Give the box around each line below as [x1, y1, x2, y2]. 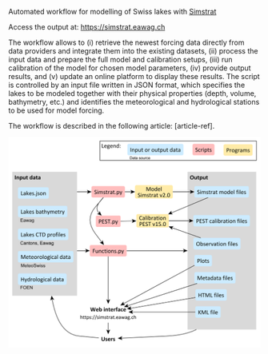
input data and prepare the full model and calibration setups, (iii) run [8, 55, 234, 64]
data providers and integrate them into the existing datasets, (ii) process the [8, 46, 258, 55]
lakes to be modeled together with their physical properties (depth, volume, [8, 89, 257, 98]
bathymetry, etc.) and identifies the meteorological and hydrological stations [8, 97, 260, 106]
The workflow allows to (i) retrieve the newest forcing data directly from [8, 38, 245, 47]
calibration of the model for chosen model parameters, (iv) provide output [8, 63, 251, 73]
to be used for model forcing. [8, 105, 105, 115]
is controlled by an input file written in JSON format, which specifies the [8, 80, 246, 89]
